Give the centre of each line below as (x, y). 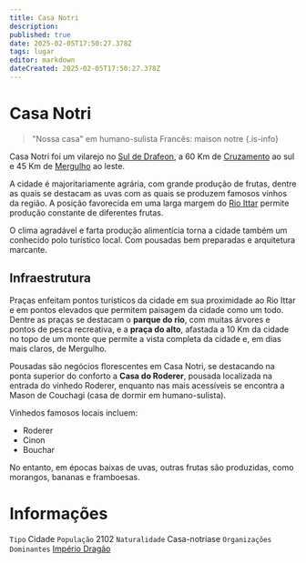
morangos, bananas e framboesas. (75, 477)
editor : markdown (42, 60)
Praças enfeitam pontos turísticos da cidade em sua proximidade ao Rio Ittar (153, 300)
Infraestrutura (50, 278)
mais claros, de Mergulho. (58, 348)
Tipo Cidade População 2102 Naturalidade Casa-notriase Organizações (141, 538)
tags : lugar (32, 52)
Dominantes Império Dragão (60, 548)
